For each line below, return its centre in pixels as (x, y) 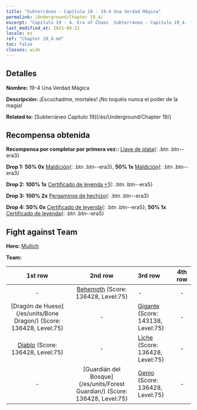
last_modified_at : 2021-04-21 (43, 28)
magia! (14, 105)
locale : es (19, 33)
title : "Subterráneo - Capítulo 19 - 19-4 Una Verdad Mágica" (84, 11)
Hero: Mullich (23, 246)
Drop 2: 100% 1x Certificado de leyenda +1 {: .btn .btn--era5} (80, 184)
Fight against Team (42, 232)
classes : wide (23, 50)
